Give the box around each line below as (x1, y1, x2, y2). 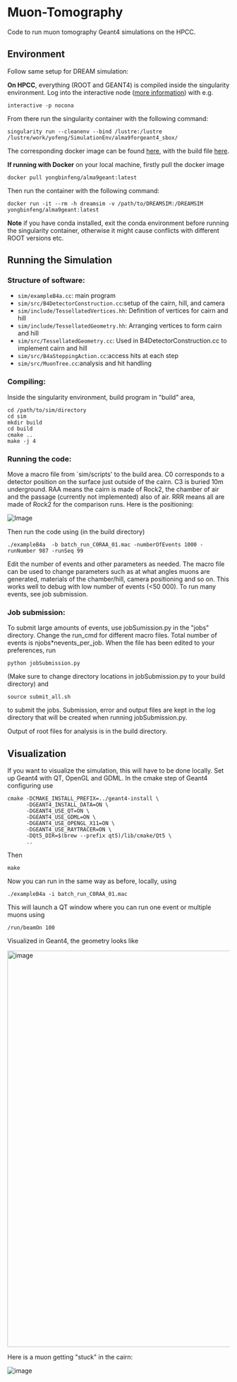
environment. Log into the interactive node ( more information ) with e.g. (7, 88, 214, 96)
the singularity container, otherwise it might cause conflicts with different (7, 226, 220, 234)
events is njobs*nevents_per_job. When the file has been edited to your (7, 638, 215, 647)
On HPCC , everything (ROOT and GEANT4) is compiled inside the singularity (7, 81, 230, 89)
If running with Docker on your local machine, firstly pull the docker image (7, 160, 224, 168)
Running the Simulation (7, 254, 113, 266)
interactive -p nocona (7, 102, 74, 109)
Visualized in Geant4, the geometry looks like (7, 937, 139, 945)
